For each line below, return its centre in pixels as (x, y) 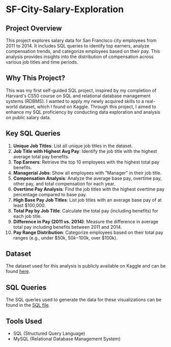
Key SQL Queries (33, 134)
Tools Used (24, 321)
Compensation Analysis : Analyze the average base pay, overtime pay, (87, 178)
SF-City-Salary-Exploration (65, 9)
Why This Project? (36, 78)
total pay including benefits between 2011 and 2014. (67, 227)
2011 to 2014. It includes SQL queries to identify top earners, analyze (78, 46)
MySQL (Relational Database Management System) (67, 339)
